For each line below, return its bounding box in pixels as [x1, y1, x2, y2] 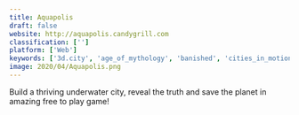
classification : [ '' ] [9, 37, 90, 47]
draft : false [9, 21, 58, 30]
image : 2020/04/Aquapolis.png [9, 63, 122, 72]
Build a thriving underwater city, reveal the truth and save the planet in [9, 86, 267, 97]
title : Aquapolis [9, 12, 74, 22]
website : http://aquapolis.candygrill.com [9, 29, 169, 38]
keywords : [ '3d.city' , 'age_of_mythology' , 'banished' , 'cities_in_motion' [9, 54, 296, 63]
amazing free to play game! [9, 96, 109, 106]
